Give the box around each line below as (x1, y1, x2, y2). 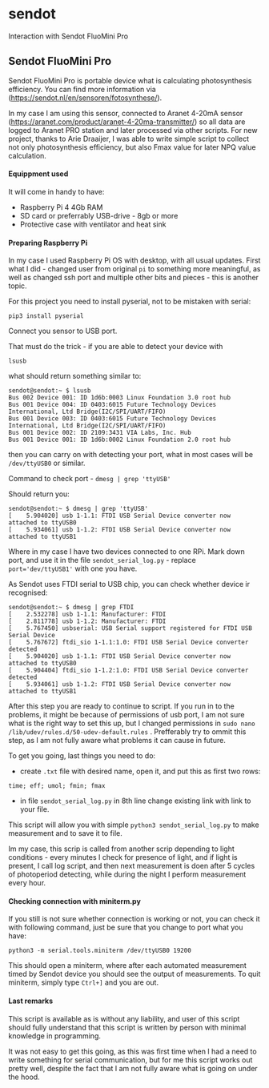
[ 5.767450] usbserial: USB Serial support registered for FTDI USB (8, 624, 252, 632)
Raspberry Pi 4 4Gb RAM (19, 202, 103, 212)
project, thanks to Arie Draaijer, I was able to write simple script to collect (8, 134, 250, 143)
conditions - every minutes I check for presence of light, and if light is (8, 853, 238, 862)
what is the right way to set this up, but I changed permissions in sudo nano (8, 718, 255, 729)
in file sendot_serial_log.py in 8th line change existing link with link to (19, 796, 251, 805)
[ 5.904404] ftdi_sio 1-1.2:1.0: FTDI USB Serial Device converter (8, 666, 249, 675)
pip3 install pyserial (8, 312, 84, 320)
